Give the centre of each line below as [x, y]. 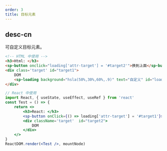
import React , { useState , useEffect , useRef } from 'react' [70, 98]
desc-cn [19, 35]
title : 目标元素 [20, 14]
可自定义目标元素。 [25, 47]
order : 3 [14, 10]
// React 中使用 [21, 93]
